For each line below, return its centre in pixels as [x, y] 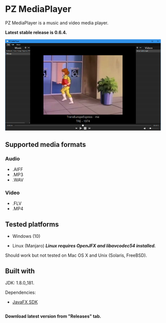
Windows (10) [26, 236]
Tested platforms [32, 224]
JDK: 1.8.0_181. [20, 283]
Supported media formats [46, 144]
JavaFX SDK [25, 302]
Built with [20, 271]
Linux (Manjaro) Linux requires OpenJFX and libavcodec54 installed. [84, 246]
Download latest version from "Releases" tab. [53, 316]
